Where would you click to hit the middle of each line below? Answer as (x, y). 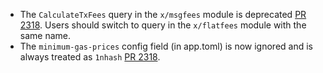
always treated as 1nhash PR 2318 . (90, 57)
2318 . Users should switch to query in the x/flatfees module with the (163, 25)
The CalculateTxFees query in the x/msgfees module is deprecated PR (163, 14)
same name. (45, 35)
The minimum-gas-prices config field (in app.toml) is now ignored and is (166, 46)
